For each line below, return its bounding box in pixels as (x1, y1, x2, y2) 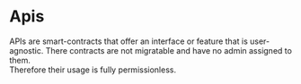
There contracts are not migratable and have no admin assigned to (45, 45, 292, 55)
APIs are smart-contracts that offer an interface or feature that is (9, 36, 249, 46)
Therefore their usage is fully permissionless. (9, 64, 177, 75)
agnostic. (9, 45, 44, 55)
